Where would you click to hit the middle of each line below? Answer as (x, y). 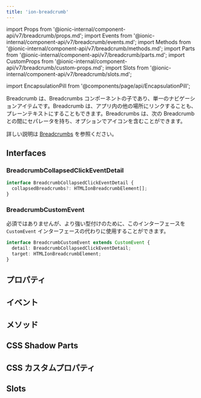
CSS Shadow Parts (42, 346)
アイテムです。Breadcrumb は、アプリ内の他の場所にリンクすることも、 (107, 106)
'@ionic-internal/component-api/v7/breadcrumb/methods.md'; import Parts (101, 48)
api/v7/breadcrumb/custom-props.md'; (55, 68)
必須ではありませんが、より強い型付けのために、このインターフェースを (96, 224)
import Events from (108, 35)
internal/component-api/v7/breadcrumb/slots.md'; (69, 74)
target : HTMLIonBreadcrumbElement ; (57, 254)
